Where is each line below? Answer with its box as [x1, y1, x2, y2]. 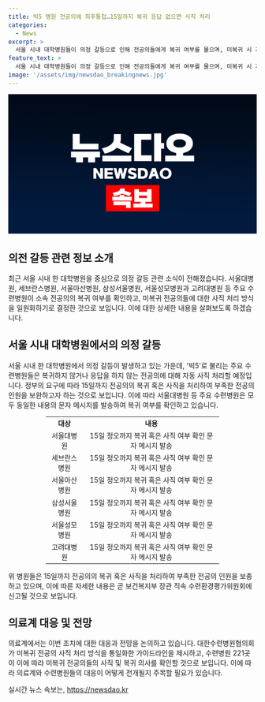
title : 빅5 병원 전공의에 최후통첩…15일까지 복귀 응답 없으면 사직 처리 [8, 13, 211, 21]
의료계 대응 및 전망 [8, 616, 92, 630]
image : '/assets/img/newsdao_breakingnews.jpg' [8, 71, 168, 79]
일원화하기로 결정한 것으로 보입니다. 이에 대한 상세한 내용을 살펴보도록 [16, 304, 231, 313]
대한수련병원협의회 [196, 639, 255, 648]
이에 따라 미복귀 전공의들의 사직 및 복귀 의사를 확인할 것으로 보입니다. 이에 [16, 659, 244, 668]
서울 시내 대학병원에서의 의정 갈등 [8, 338, 162, 352]
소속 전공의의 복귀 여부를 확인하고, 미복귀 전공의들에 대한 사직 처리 [35, 293, 240, 303]
